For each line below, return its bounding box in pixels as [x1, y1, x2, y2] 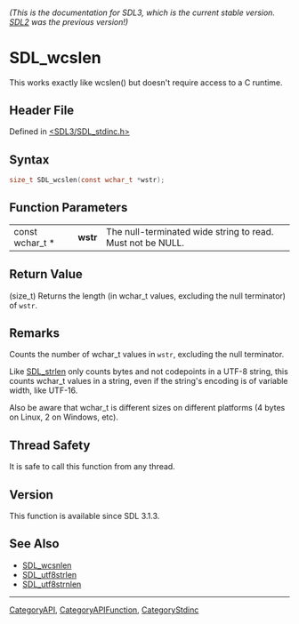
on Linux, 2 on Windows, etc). [9, 412, 118, 422]
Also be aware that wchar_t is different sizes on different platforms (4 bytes [9, 403, 286, 413]
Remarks [9, 325, 61, 341]
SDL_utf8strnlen [21, 579, 82, 589]
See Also [9, 536, 60, 551]
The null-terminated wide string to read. [106, 225, 274, 237]
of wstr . [9, 300, 38, 310]
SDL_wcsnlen [21, 560, 72, 571]
